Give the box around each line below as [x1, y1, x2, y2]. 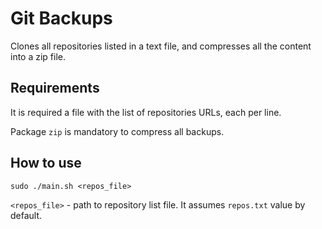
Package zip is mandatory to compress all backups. [10, 125, 225, 137]
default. [10, 209, 43, 221]
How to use [10, 155, 82, 172]
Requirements [10, 80, 100, 97]
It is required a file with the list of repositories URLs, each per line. [10, 106, 282, 118]
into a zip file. [10, 50, 67, 62]
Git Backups [10, 7, 113, 30]
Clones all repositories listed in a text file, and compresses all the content [10, 40, 312, 52]
